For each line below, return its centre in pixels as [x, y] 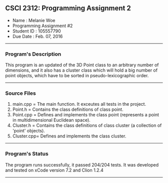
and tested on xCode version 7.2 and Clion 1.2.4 [54, 170]
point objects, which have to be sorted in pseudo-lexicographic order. [77, 76]
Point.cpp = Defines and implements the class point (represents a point [85, 115]
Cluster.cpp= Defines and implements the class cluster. [69, 136]
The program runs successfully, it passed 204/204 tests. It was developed [82, 164]
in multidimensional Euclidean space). [51, 120]
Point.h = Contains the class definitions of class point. [68, 109]
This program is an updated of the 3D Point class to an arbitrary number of [82, 65]
